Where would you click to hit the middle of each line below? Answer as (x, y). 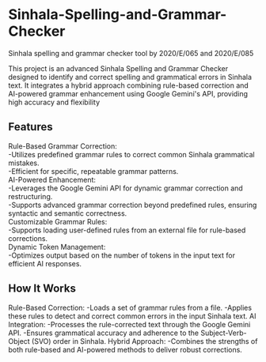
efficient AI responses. (45, 263)
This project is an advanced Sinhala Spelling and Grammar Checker (118, 68)
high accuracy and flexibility (54, 102)
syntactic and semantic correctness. (68, 213)
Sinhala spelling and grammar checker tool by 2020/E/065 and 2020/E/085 (131, 53)
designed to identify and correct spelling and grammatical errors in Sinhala (130, 77)
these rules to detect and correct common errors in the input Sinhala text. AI (132, 316)
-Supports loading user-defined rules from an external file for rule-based (127, 230)
